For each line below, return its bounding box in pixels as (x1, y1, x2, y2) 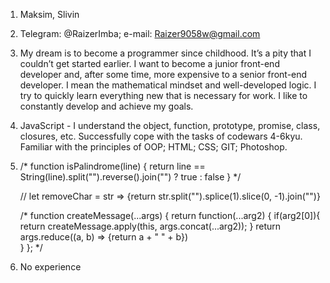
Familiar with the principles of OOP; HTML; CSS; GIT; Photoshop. (19, 141, 288, 153)
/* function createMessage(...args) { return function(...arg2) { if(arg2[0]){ (19, 210, 321, 221)
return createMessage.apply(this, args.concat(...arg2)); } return (19, 220, 282, 232)
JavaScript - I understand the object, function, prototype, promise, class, (19, 120, 321, 131)
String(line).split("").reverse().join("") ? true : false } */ (19, 171, 242, 183)
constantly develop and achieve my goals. (19, 100, 194, 112)
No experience (19, 261, 82, 273)
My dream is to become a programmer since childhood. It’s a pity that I (19, 47, 312, 59)
